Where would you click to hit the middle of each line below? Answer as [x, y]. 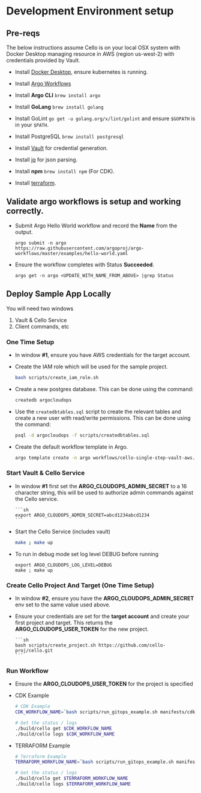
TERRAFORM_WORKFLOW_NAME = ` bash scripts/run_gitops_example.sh [94, 762]
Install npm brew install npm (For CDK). [65, 171]
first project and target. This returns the [64, 623]
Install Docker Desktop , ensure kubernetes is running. [81, 72]
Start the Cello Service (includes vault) [63, 531]
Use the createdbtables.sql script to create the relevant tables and [98, 411]
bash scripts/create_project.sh [55, 645]
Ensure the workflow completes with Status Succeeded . [85, 265]
